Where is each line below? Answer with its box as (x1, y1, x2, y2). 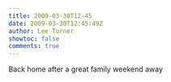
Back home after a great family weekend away (8, 64, 164, 74)
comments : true (8, 42, 60, 50)
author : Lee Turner (8, 27, 75, 35)
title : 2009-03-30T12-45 (8, 11, 92, 20)
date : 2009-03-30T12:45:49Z (8, 19, 104, 28)
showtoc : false (8, 34, 60, 43)
